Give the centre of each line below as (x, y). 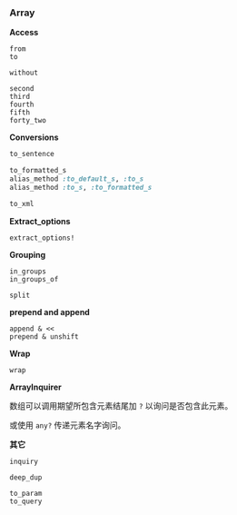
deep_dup (26, 477)
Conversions (34, 137)
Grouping (28, 254)
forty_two (28, 121)
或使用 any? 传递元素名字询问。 (68, 425)
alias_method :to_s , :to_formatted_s (81, 187)
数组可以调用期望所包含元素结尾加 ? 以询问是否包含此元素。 (121, 405)
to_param (26, 493)
